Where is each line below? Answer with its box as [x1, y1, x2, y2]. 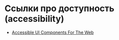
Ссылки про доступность [4, 3, 115, 14]
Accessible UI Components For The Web [11, 29, 94, 35]
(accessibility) [4, 13, 65, 24]
